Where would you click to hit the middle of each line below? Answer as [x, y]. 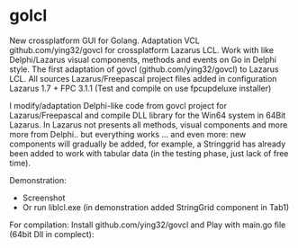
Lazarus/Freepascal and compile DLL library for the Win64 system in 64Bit [148, 115]
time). [20, 163]
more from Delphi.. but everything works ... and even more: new [128, 134]
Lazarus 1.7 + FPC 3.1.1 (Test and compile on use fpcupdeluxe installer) [140, 88]
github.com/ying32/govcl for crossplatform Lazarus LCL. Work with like [142, 49]
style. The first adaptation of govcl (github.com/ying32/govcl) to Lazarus [144, 69]
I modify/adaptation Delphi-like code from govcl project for [118, 105]
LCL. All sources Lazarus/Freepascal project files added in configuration [143, 78]
